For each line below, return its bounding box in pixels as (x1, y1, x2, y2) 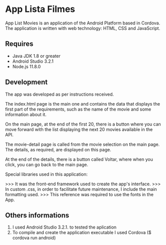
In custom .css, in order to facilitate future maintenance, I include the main (5, 186, 158, 192)
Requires (5, 40, 34, 48)
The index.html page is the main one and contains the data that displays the (5, 101, 161, 107)
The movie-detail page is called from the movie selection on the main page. (5, 141, 160, 147)
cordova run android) (12, 235, 56, 241)
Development (5, 78, 48, 87)
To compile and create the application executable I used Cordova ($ (12, 230, 152, 236)
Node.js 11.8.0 (12, 63, 41, 69)
